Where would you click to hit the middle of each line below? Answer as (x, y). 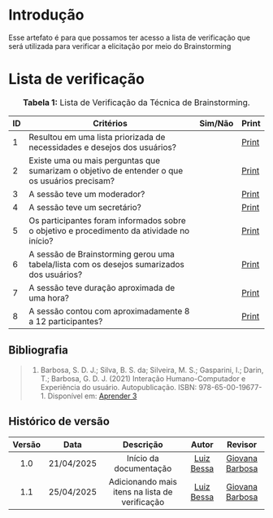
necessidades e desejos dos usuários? (103, 147)
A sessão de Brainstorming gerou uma (102, 254)
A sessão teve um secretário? (85, 207)
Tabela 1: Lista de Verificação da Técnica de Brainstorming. (136, 102)
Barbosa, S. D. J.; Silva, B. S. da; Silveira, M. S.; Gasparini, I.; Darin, (152, 370)
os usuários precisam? (72, 181)
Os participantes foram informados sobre (107, 220)
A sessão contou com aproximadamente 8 (109, 311)
